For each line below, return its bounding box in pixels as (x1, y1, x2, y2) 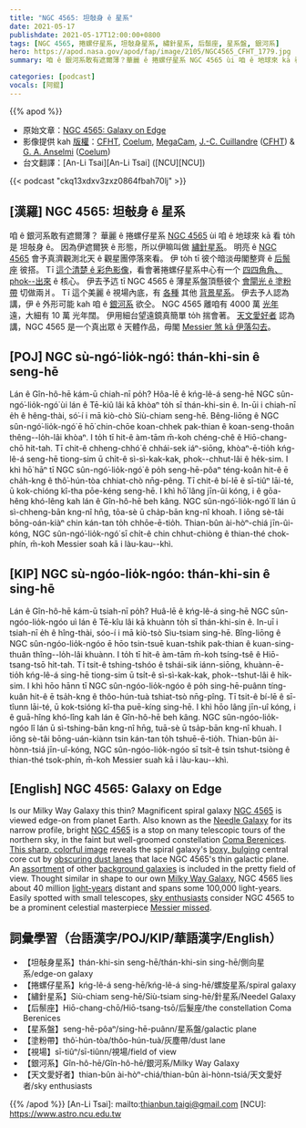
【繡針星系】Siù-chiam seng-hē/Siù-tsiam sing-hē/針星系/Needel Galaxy (22, 990, 296, 1001)
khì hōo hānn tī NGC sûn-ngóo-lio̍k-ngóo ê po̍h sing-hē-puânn (31, 680, 267, 691)
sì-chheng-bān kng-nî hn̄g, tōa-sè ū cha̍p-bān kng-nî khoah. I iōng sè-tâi (9, 507, 284, 518)
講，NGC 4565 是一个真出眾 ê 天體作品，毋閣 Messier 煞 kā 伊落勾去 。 (9, 321, 276, 332)
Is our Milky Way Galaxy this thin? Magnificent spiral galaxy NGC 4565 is (9, 805, 282, 816)
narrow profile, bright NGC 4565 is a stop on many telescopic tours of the (9, 824, 286, 835)
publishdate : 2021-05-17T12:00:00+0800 (9, 30, 161, 39)
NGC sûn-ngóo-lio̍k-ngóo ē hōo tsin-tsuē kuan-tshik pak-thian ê (9, 638, 251, 649)
